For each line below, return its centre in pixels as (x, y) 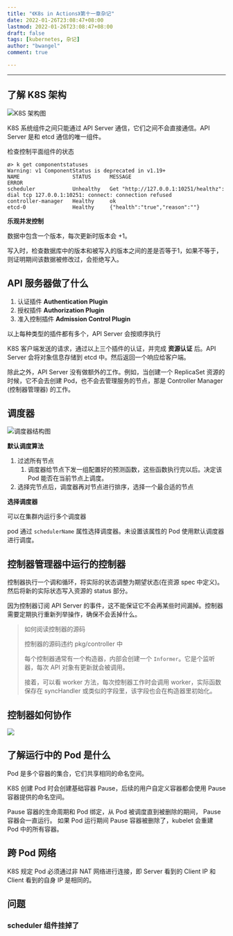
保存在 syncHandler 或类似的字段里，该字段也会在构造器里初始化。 (120, 691)
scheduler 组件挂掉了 (43, 925)
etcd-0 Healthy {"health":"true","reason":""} (103, 207)
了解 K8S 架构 (37, 95)
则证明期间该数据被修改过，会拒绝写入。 (65, 259)
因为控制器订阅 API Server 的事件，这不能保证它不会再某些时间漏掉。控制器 (115, 605)
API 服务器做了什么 (48, 284)
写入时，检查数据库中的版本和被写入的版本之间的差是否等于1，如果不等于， (115, 251)
